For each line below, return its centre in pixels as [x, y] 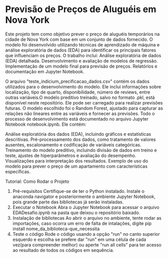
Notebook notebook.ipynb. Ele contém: [46, 124]
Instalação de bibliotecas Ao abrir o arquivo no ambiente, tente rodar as [87, 218]
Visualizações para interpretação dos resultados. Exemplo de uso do [77, 161]
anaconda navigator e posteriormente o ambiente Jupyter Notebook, [84, 196]
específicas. [18, 171]
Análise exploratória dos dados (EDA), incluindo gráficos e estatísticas [78, 134]
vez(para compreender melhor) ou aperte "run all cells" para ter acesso [87, 245]
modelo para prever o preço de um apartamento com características [76, 166]
